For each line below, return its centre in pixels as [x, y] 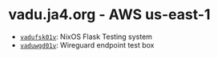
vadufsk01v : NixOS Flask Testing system [86, 37]
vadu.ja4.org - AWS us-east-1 [109, 15]
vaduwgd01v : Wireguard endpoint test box [87, 44]
